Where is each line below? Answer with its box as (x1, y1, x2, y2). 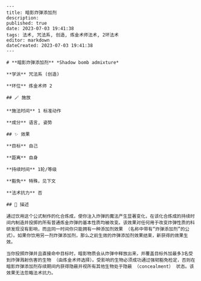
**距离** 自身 (6, 155, 38, 161)
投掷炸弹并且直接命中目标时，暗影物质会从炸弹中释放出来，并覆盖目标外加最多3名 (14, 251, 189, 257)
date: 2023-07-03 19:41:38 (6, 25, 74, 31)
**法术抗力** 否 (6, 190, 43, 196)
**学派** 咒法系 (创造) (6, 71, 60, 77)
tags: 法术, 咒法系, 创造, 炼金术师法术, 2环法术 (6, 32, 119, 38)
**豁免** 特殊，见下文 (6, 178, 56, 184)
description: (6, 15, 39, 21)
